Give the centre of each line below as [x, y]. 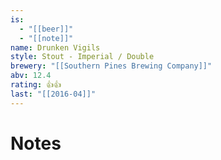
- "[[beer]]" [46, 29]
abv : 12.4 [31, 76]
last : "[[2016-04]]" [53, 94]
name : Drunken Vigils [55, 47]
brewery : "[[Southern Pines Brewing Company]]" [111, 66]
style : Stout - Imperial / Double [82, 57]
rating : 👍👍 [36, 85]
